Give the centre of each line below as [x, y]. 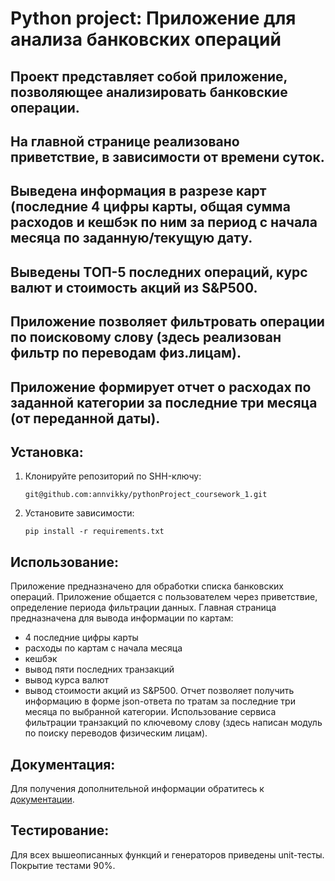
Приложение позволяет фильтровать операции [167, 322]
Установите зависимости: [79, 513]
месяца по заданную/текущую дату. [131, 238]
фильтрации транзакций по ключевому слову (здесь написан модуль [173, 723]
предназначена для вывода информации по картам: [122, 618]
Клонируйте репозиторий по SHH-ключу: [113, 476]
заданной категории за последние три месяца [164, 402]
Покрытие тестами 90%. [63, 865]
